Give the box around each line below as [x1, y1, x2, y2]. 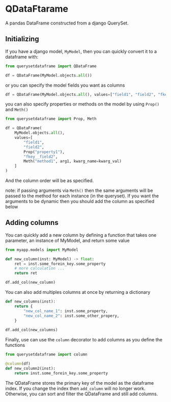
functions [5, 342, 25, 348]
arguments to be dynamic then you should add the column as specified [5, 198, 155, 204]
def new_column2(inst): [5, 366, 56, 371]
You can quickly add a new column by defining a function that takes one [5, 232, 157, 238]
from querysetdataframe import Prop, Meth [5, 116, 97, 121]
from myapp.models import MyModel [5, 247, 79, 253]
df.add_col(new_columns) [5, 328, 58, 333]
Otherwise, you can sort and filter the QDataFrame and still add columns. [5, 391, 158, 397]
